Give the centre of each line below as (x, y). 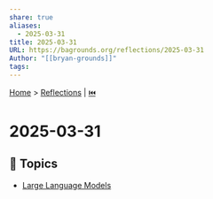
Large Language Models (67, 185)
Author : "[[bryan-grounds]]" (63, 58)
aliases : (25, 26)
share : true (31, 17)
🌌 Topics (34, 164)
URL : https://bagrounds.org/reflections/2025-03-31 (106, 50)
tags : (19, 67)
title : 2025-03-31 (43, 42)
